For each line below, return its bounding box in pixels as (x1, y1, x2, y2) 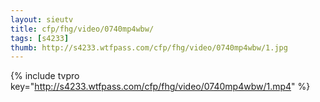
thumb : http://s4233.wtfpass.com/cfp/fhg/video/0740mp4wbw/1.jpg (10, 42, 288, 53)
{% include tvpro (10, 70, 80, 82)
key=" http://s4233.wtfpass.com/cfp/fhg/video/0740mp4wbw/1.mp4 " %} (10, 81, 311, 93)
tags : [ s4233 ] (10, 33, 70, 43)
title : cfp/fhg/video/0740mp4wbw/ (10, 24, 155, 34)
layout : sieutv (10, 14, 74, 25)
